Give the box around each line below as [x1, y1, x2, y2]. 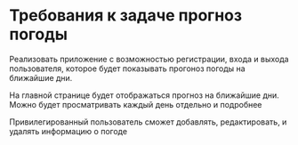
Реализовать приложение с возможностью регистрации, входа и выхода [9, 53, 289, 64]
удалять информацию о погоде [9, 125, 127, 136]
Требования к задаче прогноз [9, 5, 243, 26]
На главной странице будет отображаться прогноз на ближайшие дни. [9, 90, 280, 101]
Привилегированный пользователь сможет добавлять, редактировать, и [9, 117, 287, 127]
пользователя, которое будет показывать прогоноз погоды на [9, 63, 246, 74]
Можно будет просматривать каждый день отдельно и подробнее [9, 99, 262, 109]
